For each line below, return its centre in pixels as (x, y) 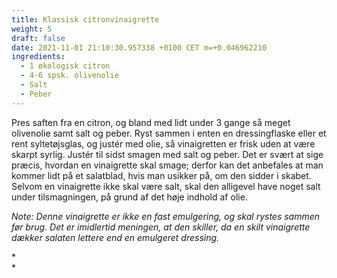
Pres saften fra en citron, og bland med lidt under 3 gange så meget (151, 122)
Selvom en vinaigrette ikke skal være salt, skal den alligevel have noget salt (166, 186)
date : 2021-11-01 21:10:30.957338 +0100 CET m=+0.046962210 (139, 47)
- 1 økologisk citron (65, 66)
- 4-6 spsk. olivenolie (69, 76)
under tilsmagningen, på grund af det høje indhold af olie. (129, 197)
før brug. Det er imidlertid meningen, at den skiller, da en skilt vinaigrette (161, 227)
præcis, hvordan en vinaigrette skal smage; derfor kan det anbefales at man (167, 165)
